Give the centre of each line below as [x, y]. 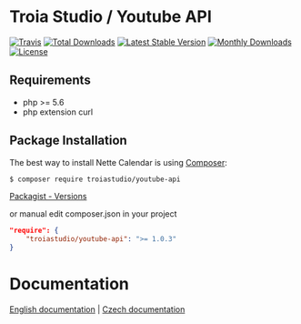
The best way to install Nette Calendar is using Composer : [118, 162]
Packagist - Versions [48, 197]
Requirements [50, 81]
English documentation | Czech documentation [97, 309]
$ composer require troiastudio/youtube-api [95, 179]
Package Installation [68, 141]
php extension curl [58, 112]
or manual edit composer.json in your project [93, 214]
